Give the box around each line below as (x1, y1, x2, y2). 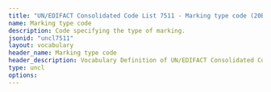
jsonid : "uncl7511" (8, 34, 74, 42)
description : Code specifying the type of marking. (8, 26, 186, 34)
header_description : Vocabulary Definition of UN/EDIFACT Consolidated (8, 57, 254, 65)
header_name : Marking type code (8, 49, 117, 57)
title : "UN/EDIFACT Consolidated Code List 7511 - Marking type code (8, 11, 248, 20)
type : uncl (8, 64, 45, 72)
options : (8, 71, 38, 79)
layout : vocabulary (8, 42, 74, 50)
